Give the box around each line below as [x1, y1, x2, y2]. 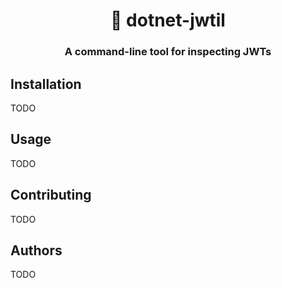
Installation [10, 75, 82, 93]
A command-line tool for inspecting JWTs [64, 45, 272, 59]
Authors [10, 242, 63, 259]
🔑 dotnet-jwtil [110, 9, 226, 32]
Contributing [10, 187, 92, 204]
